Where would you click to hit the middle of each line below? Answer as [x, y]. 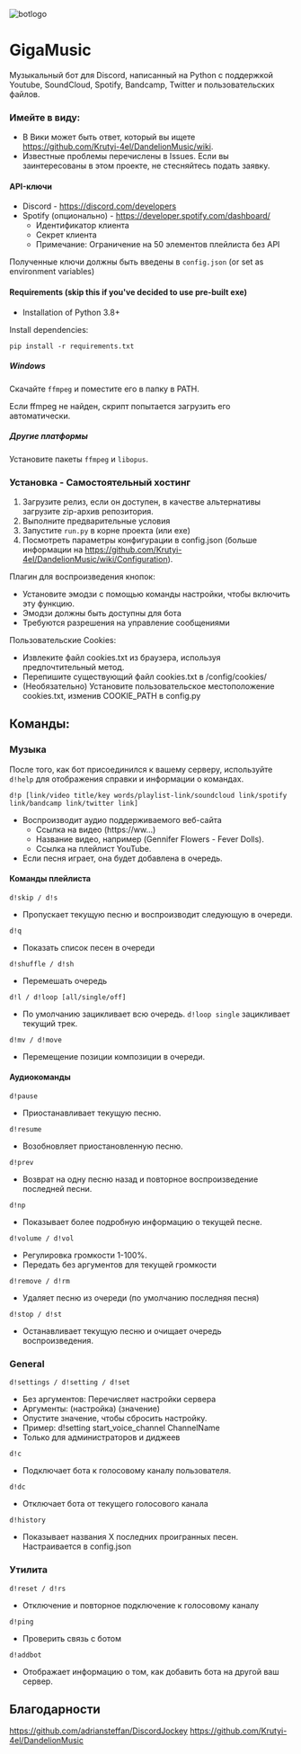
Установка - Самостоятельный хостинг [100, 482]
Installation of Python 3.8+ [71, 312]
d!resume [26, 1129]
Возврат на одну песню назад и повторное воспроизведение [140, 1179]
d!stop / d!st [36, 1314]
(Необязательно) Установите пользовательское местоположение [148, 686]
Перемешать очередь [65, 980]
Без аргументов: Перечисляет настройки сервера [119, 1400]
